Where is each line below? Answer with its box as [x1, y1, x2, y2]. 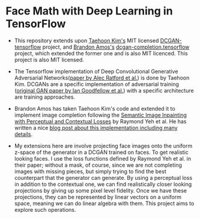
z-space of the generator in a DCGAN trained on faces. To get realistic [14, 149, 189, 156]
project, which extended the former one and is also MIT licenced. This [14, 49, 188, 57]
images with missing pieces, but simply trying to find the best [14, 167, 166, 175]
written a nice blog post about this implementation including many [14, 124, 178, 131]
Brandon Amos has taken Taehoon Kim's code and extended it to [14, 105, 175, 112]
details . [14, 131, 33, 138]
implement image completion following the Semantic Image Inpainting [14, 111, 187, 119]
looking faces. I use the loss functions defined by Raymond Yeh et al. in [14, 155, 192, 162]
